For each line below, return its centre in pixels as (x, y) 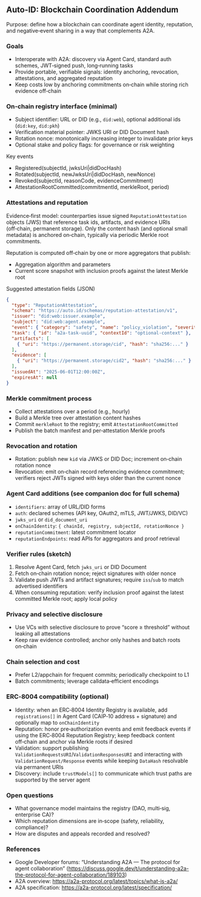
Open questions (30, 795)
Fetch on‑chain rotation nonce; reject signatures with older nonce (95, 573)
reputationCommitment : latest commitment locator (75, 532)
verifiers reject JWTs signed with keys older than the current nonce (98, 478)
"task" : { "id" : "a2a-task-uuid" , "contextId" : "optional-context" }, (101, 333)
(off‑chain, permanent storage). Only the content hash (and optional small (97, 228)
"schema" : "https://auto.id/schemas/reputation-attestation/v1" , (95, 311)
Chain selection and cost (43, 662)
